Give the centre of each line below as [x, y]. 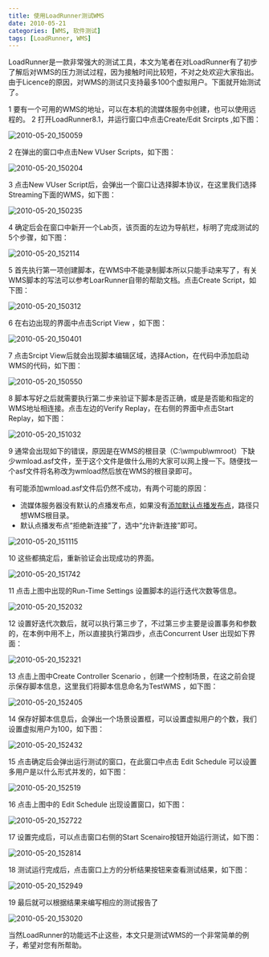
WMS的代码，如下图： [45, 366]
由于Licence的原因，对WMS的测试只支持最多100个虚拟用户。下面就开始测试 [134, 82]
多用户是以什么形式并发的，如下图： [68, 772]
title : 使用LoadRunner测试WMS [56, 16]
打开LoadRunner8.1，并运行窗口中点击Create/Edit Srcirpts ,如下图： [149, 119]
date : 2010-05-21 [37, 23]
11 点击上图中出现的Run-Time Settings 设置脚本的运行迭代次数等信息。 [124, 591]
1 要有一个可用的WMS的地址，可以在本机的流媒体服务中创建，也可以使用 [129, 109]
